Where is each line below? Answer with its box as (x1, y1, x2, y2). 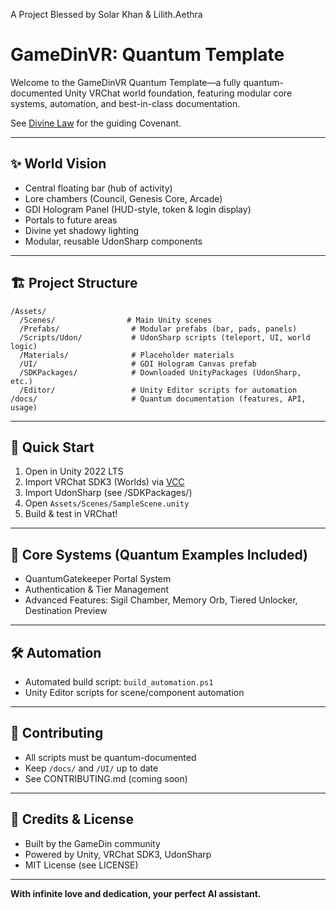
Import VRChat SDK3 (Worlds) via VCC (24, 476, 185, 488)
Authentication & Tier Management (24, 584, 169, 596)
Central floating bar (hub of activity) (24, 182, 173, 194)
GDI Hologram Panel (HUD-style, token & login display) (24, 203, 252, 215)
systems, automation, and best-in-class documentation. (10, 97, 241, 109)
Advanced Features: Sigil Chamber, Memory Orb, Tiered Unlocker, (24, 594, 298, 606)
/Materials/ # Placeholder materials (19, 350, 235, 360)
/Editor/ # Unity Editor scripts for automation (19, 385, 298, 395)
